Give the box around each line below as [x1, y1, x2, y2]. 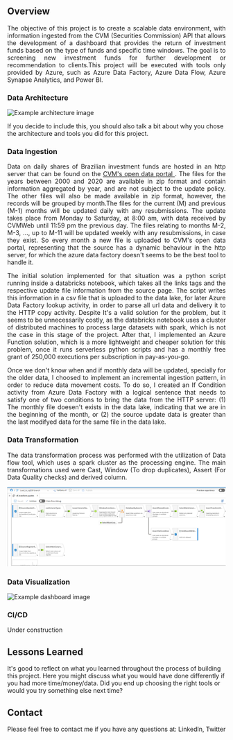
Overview [7, 6, 51, 17]
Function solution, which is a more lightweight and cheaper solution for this [7, 338, 226, 346]
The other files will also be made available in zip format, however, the [7, 192, 226, 200]
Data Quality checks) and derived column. [7, 473, 128, 481]
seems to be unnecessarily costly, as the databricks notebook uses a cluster [7, 316, 226, 325]
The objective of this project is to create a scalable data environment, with [7, 24, 226, 32]
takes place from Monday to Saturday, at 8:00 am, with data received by [7, 214, 226, 223]
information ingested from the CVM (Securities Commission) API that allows [7, 31, 226, 40]
